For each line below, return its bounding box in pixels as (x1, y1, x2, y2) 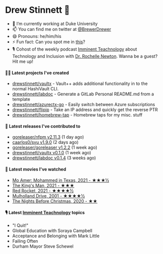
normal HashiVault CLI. (12, 86, 59, 92)
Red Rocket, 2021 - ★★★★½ (12, 188, 74, 194)
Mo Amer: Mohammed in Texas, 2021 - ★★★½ (12, 177, 109, 183)
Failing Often (12, 238, 38, 244)
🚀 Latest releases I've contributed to (5, 123, 81, 129)
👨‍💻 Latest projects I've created (5, 70, 69, 76)
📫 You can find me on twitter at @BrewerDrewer (12, 26, 111, 32)
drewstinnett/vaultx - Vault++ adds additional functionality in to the (12, 81, 148, 86)
